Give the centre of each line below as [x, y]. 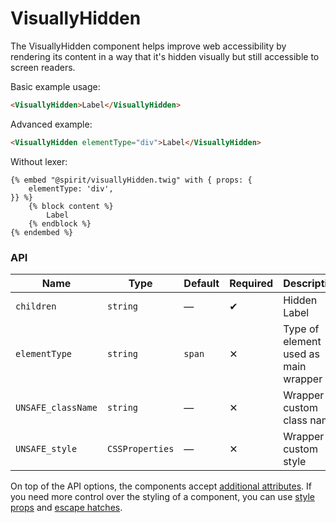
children [36, 306]
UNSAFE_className [56, 407]
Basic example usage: [55, 86]
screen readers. [43, 67]
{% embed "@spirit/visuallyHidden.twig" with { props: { [131, 180]
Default [201, 283]
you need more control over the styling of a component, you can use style [163, 496]
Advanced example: [51, 124]
